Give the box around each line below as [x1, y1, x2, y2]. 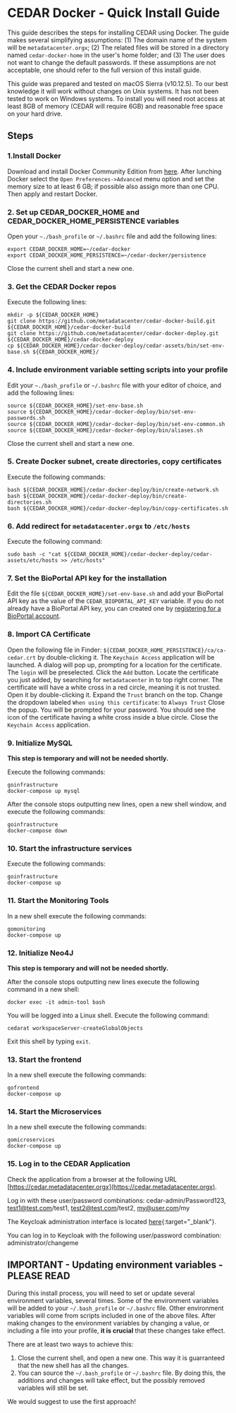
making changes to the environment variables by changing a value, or [7, 1318, 210, 1327]
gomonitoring [7, 926, 46, 933]
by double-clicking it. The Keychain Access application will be [37, 653, 215, 661]
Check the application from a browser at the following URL [7, 1175, 178, 1183]
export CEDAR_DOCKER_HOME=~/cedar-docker [7, 245, 131, 253]
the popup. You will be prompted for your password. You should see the [7, 705, 216, 714]
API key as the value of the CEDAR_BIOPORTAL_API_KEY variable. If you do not [7, 597, 224, 605]
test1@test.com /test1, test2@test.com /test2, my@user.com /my [7, 1203, 190, 1212]
